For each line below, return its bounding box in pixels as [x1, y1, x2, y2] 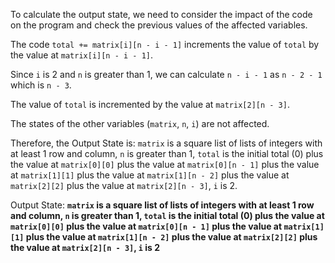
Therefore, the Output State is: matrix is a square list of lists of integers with [10, 137, 323, 149]
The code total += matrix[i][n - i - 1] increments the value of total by [10, 39, 320, 50]
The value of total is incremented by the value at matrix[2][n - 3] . [10, 99, 290, 110]
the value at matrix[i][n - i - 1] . [10, 49, 154, 61]
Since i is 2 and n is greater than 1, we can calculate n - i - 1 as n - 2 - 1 [10, 69, 323, 80]
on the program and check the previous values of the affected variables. [10, 19, 308, 31]
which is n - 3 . [10, 79, 72, 91]
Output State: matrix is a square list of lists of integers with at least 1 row [10, 199, 315, 211]
